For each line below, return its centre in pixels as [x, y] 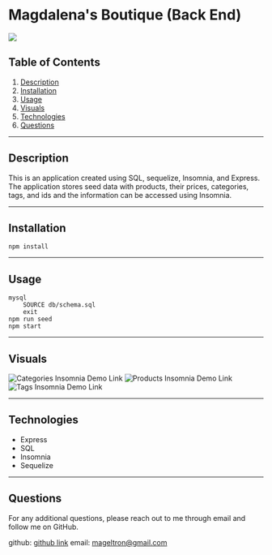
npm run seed [30, 319]
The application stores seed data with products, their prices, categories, [129, 186]
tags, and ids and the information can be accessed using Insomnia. [120, 195]
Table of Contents [55, 62]
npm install [28, 247]
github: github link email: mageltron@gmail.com [88, 542]
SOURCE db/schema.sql [59, 305]
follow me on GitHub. [44, 527]
